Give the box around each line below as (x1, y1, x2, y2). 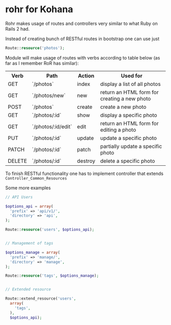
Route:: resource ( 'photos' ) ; (5, 45, 65, 50)
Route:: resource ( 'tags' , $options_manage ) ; (5, 273, 99, 278)
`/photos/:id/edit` (32, 123, 72, 130)
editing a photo (100, 126, 136, 133)
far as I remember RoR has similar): (5, 60, 79, 66)
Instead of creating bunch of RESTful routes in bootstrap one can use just (5, 36, 160, 42)
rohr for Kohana (5, 4, 73, 15)
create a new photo (100, 103, 147, 110)
